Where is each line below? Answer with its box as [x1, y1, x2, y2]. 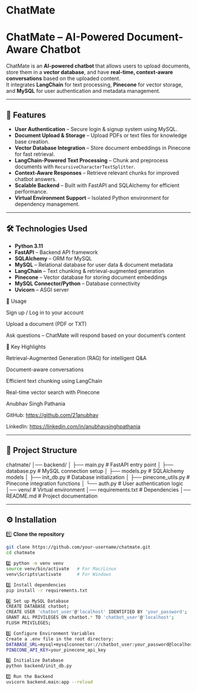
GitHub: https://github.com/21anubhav [6, 411, 98, 418]
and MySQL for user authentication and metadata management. [6, 88, 161, 95]
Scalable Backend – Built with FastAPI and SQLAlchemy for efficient [14, 182, 180, 189]
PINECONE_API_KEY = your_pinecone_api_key [6, 647, 107, 653]
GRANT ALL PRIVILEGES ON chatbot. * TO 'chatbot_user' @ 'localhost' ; [6, 615, 175, 620]
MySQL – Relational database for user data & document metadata [14, 261, 173, 268]
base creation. [14, 138, 50, 145]
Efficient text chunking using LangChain [6, 377, 103, 384]
